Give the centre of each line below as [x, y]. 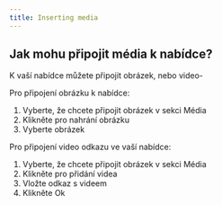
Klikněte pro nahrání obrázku [76, 120]
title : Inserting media [54, 18]
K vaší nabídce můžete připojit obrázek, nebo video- [107, 76]
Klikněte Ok [44, 193]
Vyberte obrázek [53, 129]
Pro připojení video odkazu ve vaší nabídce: [90, 147]
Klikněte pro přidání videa [70, 174]
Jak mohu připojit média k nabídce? [111, 54]
